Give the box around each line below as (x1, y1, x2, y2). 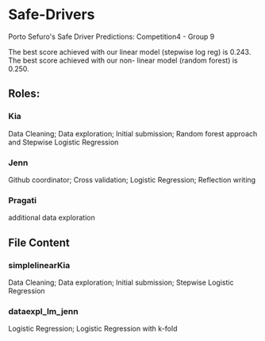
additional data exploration (8, 213, 95, 223)
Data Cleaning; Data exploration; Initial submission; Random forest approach (8, 128, 258, 138)
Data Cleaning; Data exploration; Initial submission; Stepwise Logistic (8, 278, 234, 287)
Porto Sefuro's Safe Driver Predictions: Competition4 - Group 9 (8, 32, 215, 41)
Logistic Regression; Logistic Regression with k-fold (8, 324, 178, 334)
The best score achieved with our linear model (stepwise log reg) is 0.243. (8, 47, 252, 56)
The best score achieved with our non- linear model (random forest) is (8, 56, 238, 65)
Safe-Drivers (8, 6, 95, 24)
